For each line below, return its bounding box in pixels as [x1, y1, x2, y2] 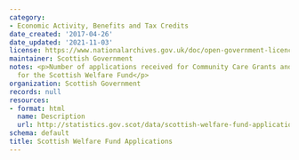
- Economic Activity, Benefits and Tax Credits [9, 21, 190, 30]
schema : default [9, 129, 69, 138]
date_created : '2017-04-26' [9, 29, 114, 38]
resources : [9, 95, 50, 105]
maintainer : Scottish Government [9, 54, 133, 63]
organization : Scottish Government [9, 79, 141, 88]
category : [9, 12, 46, 22]
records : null [9, 87, 62, 96]
